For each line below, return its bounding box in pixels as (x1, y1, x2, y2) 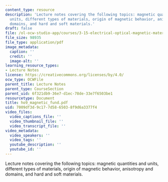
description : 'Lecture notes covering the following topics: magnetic (5, 12, 155, 17)
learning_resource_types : (5, 63, 59, 68)
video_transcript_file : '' (9, 123, 66, 128)
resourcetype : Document (5, 95, 55, 100)
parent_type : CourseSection (5, 86, 64, 91)
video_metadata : (5, 128, 39, 133)
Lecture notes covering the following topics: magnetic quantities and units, (5, 160, 159, 166)
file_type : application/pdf (5, 40, 64, 45)
